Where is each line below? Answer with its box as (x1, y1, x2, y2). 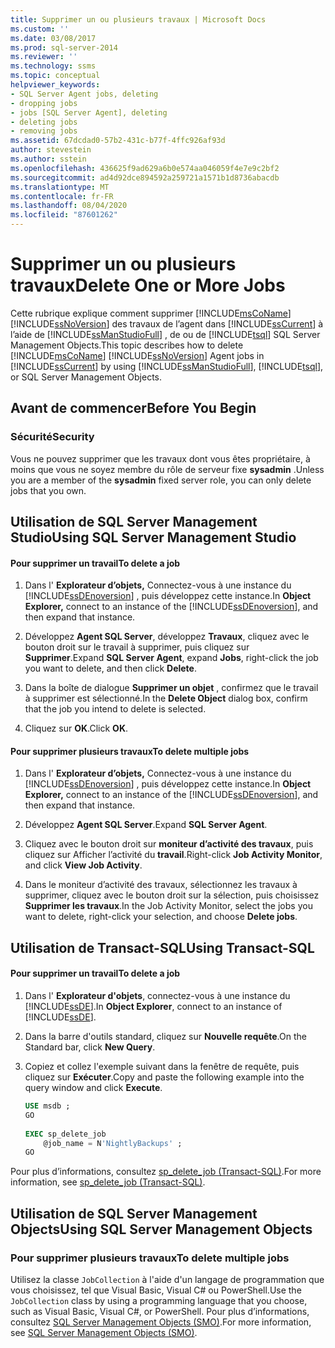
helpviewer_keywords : (10, 80, 101, 90)
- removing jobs (10, 126, 78, 136)
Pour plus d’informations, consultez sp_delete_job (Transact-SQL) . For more (10, 1166, 322, 1178)
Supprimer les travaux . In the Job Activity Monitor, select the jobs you (24, 900, 313, 912)
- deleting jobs (10, 117, 78, 127)
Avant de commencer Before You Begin (10, 400, 257, 417)
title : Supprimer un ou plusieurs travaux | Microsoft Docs (10, 14, 267, 25)
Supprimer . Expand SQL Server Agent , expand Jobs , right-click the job (24, 652, 319, 664)
